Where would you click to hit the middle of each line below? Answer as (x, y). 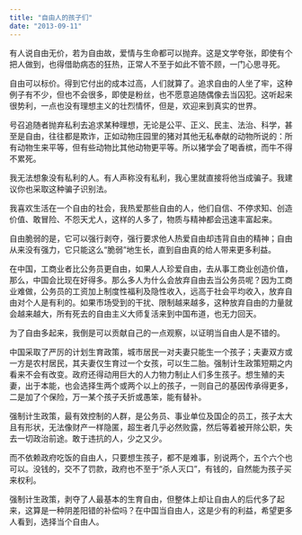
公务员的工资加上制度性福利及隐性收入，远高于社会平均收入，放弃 (162, 291)
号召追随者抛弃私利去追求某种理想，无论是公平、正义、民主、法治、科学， (147, 125)
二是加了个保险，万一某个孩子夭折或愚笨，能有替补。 (108, 397)
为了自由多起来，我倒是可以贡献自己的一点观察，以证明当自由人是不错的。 (147, 333)
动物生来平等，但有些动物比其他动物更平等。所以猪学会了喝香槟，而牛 (147, 147)
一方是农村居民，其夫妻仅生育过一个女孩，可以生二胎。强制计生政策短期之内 (151, 363)
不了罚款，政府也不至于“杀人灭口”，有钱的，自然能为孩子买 (182, 468)
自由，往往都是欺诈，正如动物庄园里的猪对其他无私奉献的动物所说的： (155, 136)
